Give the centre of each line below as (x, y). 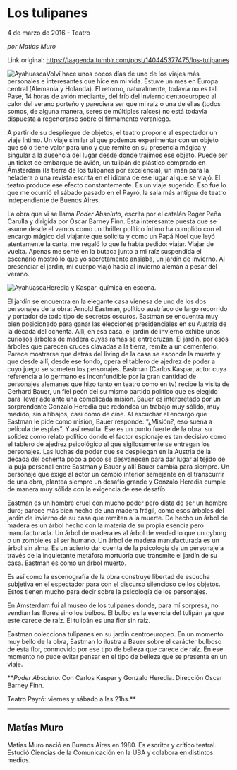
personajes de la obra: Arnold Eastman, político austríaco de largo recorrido (117, 308)
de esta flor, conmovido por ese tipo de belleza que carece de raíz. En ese (115, 649)
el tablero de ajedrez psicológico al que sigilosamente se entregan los (109, 444)
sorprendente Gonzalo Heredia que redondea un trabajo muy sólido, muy (114, 406)
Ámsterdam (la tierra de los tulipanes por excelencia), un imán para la (108, 170)
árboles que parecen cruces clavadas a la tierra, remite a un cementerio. (113, 346)
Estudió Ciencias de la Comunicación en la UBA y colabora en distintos (110, 752)
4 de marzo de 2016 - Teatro (49, 33)
